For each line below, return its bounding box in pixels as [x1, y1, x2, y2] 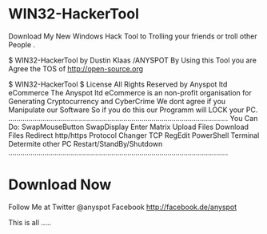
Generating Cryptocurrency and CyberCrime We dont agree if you [8, 96, 226, 106]
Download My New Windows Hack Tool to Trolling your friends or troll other [8, 31, 257, 41]
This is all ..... [8, 217, 52, 227]
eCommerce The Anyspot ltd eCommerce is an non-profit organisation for [8, 87, 252, 97]
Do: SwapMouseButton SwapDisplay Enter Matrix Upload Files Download [8, 122, 249, 131]
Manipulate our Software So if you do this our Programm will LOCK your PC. [8, 105, 258, 115]
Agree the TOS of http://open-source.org [8, 63, 144, 73]
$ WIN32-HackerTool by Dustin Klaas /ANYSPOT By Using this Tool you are [8, 55, 257, 65]
